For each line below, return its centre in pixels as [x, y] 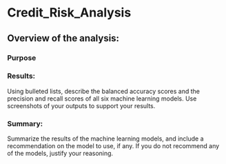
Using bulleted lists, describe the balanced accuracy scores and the [103, 91]
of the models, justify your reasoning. [60, 154]
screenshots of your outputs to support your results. [81, 105]
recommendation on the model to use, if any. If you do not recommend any [113, 146]
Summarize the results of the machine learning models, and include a [106, 139]
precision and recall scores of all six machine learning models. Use [102, 99]
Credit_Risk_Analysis [69, 13]
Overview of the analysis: [63, 38]
